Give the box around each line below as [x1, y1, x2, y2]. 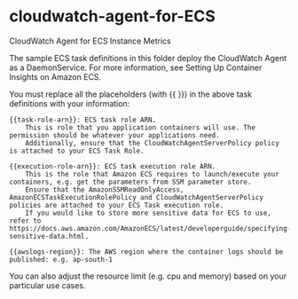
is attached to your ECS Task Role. [9, 146, 145, 155]
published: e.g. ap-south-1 [9, 255, 114, 264]
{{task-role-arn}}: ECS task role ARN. [9, 115, 157, 124]
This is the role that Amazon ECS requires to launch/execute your [25, 169, 279, 178]
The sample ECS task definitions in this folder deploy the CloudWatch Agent [9, 52, 286, 63]
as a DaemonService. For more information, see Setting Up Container [9, 62, 263, 73]
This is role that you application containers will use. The [25, 122, 255, 132]
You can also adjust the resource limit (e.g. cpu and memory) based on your [9, 271, 286, 281]
